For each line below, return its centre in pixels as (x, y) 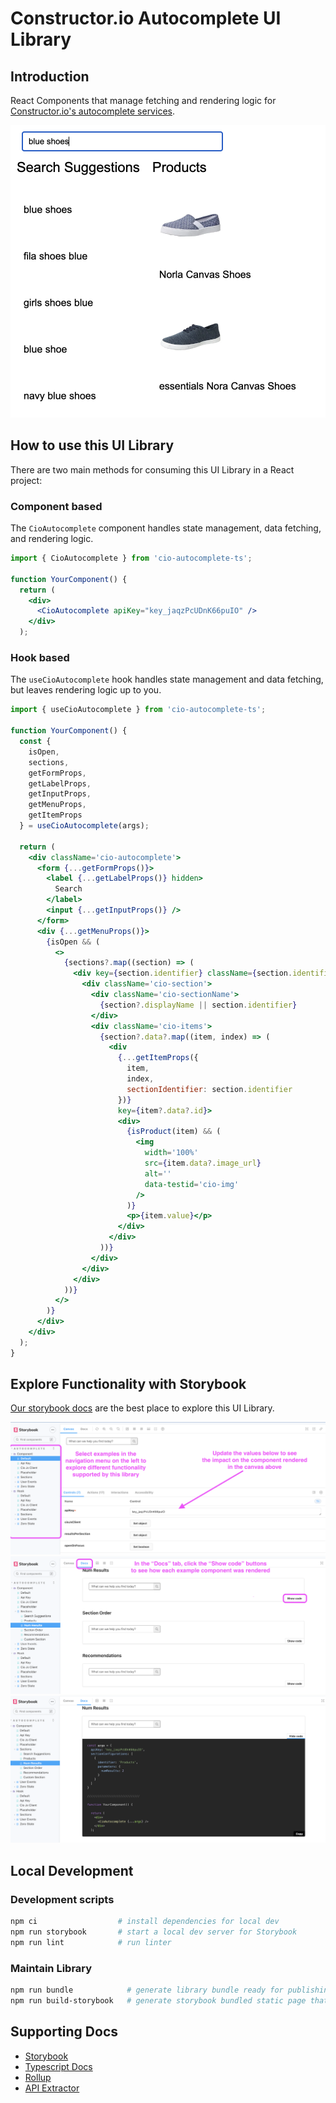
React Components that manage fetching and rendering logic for (143, 100)
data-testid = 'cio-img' (192, 1184)
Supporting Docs (64, 2032)
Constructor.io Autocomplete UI (146, 18)
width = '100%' (171, 1153)
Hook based (40, 658)
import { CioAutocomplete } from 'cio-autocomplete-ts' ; (131, 558)
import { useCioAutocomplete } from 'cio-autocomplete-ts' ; (138, 710)
